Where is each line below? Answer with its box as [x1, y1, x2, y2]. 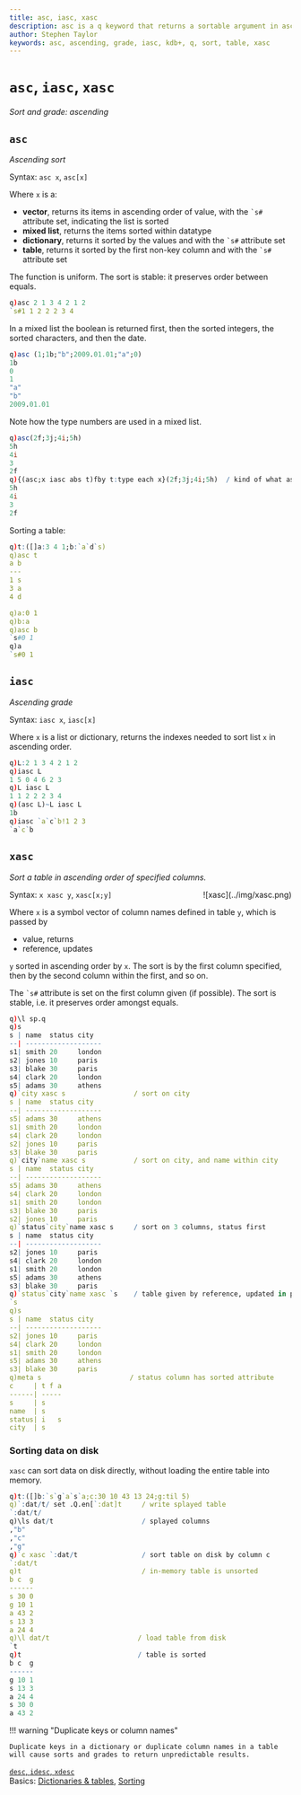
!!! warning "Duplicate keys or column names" [9, 1725, 179, 1736]
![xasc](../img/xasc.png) [202, 889, 292, 900]
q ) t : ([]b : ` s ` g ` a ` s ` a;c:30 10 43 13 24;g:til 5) [9, 1491, 191, 1500]
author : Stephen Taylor [9, 30, 99, 39]
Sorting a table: [9, 524, 66, 535]
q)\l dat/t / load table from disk [9, 1633, 227, 1643]
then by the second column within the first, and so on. [9, 970, 209, 981]
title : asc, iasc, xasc [9, 13, 99, 22]
